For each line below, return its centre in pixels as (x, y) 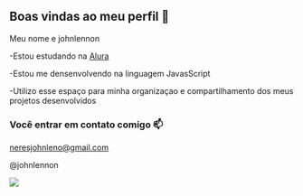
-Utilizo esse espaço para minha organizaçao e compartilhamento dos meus (151, 90)
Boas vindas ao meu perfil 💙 (90, 17)
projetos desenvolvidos (53, 100)
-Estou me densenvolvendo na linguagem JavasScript (110, 73)
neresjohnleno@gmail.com (59, 148)
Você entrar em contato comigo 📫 (86, 125)
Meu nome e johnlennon (55, 38)
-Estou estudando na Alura (59, 56)
